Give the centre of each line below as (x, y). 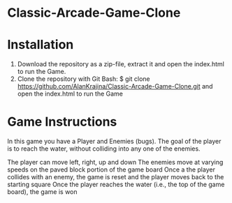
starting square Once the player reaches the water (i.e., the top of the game (116, 185)
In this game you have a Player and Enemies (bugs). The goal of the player (114, 142)
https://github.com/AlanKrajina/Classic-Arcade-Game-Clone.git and (115, 87)
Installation (41, 45)
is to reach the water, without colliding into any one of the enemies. (104, 149)
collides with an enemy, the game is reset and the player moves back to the (116, 177)
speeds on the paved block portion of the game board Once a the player (111, 170)
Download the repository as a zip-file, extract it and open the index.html (121, 64)
